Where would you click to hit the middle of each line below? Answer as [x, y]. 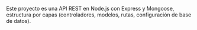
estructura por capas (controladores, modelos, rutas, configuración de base [99, 15]
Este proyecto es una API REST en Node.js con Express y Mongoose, [90, 9]
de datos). [19, 21]
